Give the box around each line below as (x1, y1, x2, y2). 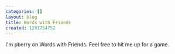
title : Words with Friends (5, 19, 71, 25)
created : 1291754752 (5, 25, 56, 31)
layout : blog (5, 14, 37, 20)
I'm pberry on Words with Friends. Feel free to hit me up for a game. (5, 41, 169, 48)
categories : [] (5, 8, 43, 15)
